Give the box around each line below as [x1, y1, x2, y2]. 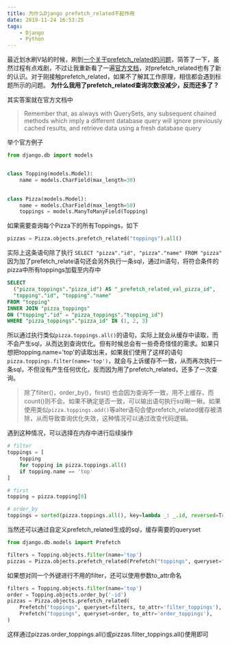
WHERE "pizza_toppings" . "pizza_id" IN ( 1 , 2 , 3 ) [7, 317, 149, 325]
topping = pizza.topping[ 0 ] [7, 493, 88, 500]
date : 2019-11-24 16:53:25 [7, 16, 84, 23]
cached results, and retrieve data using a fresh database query [23, 124, 202, 133]
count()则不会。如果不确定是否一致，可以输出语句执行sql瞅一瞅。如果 [23, 397, 221, 405]
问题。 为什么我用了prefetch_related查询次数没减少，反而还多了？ [30, 81, 219, 89]
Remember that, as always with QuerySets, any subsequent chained [23, 109, 217, 117]
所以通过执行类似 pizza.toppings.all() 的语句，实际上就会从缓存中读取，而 [7, 331, 219, 339]
